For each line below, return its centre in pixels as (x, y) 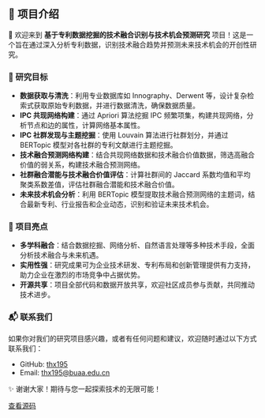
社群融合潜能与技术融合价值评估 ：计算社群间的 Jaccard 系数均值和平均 (135, 175)
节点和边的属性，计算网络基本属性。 (85, 126)
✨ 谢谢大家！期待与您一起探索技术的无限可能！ (85, 389)
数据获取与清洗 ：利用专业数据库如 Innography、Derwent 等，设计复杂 (133, 96)
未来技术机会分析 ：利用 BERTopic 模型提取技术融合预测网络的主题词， (134, 194)
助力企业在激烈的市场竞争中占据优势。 (82, 275)
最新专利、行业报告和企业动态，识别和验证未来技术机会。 (120, 205)
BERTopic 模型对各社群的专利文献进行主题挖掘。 (98, 145)
